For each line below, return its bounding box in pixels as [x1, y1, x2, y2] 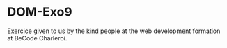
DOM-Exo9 [7, 4, 73, 20]
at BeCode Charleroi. [7, 34, 68, 42]
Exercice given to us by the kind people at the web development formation [7, 27, 221, 35]
